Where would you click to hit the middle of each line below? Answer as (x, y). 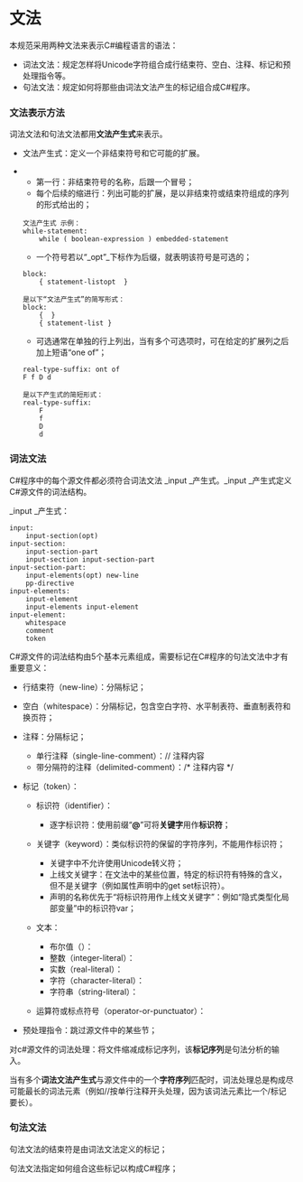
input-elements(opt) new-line (83, 575)
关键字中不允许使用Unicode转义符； (116, 862)
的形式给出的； (64, 205)
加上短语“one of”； (71, 352)
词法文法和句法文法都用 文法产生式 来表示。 (88, 134)
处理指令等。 (46, 75)
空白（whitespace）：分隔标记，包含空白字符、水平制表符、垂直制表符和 (156, 706)
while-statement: (55, 231)
